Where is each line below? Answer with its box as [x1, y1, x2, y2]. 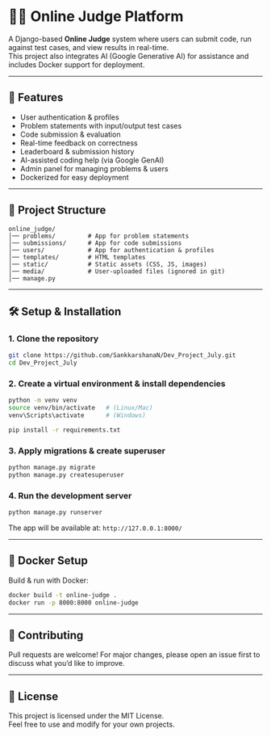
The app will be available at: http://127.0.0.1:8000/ [8, 523, 183, 533]
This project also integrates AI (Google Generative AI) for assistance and [8, 51, 249, 61]
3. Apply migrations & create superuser [8, 444, 165, 456]
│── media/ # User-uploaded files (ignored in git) [8, 267, 226, 276]
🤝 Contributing [8, 628, 84, 642]
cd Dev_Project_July [8, 359, 78, 367]
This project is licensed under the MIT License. [8, 711, 165, 721]
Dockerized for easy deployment [19, 172, 129, 182]
